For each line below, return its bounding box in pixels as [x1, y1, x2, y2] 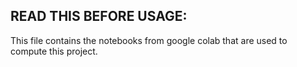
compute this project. [10, 45, 98, 57]
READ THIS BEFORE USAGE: [10, 8, 188, 25]
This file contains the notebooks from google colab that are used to [10, 34, 288, 46]
